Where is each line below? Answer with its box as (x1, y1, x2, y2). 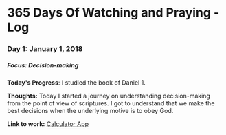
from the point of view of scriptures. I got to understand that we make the (7, 99, 215, 107)
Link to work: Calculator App (7, 120, 89, 128)
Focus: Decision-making (7, 61, 79, 70)
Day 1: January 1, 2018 (7, 44, 83, 54)
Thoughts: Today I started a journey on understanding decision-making (7, 92, 211, 101)
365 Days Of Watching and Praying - (7, 5, 220, 21)
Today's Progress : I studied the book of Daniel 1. (7, 79, 146, 87)
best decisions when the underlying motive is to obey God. (7, 107, 174, 115)
